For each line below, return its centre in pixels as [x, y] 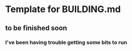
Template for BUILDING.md [63, 9]
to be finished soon [36, 28]
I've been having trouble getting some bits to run [66, 42]
